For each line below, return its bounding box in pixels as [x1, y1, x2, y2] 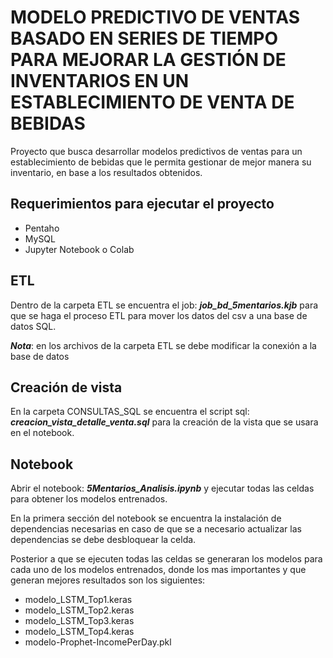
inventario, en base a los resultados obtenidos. [10, 166, 203, 178]
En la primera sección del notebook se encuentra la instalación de [10, 512, 282, 525]
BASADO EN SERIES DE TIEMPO [10, 27, 279, 50]
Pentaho [24, 222, 60, 234]
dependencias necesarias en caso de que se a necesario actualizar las [10, 523, 302, 535]
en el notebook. [10, 427, 75, 439]
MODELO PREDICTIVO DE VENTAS [10, 6, 301, 29]
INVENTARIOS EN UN [10, 70, 190, 93]
